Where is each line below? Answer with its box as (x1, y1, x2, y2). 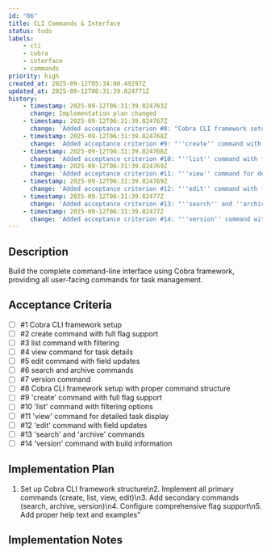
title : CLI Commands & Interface (8, 19, 121, 27)
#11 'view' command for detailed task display (19, 411, 169, 421)
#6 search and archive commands (19, 366, 134, 375)
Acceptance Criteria (8, 298, 112, 312)
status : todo (8, 27, 52, 35)
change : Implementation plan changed (29, 110, 157, 118)
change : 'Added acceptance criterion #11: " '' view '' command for (29, 170, 254, 178)
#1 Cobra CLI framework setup (19, 319, 123, 329)
